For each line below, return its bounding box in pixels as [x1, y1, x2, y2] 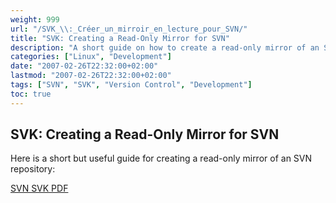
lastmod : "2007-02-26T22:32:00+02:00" [10, 71, 172, 81]
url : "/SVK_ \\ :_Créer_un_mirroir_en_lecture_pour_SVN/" [10, 24, 248, 34]
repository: [10, 163, 56, 175]
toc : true [10, 89, 52, 99]
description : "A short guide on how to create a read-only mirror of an [10, 42, 320, 53]
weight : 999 [10, 14, 60, 25]
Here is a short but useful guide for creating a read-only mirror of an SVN [10, 152, 313, 165]
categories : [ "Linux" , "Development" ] [10, 52, 172, 62]
